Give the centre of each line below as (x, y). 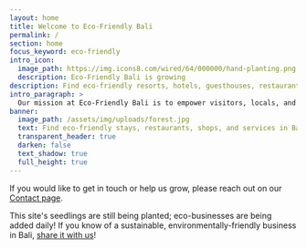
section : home (37, 43)
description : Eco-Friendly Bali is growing (101, 78)
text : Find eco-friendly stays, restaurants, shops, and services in (153, 129)
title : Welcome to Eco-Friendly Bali (81, 26)
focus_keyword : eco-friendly (65, 52)
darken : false (44, 145)
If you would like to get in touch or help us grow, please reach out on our (146, 188)
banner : (24, 111)
